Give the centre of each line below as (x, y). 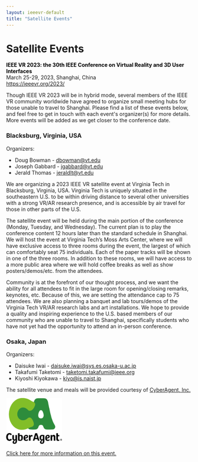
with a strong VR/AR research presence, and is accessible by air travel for (96, 203)
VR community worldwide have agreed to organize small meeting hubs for (96, 102)
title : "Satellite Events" (39, 19)
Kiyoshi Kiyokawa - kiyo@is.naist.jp (58, 379)
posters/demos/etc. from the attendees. (55, 271)
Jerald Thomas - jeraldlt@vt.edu (54, 173)
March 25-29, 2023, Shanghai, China (51, 77)
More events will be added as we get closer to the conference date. (88, 121)
